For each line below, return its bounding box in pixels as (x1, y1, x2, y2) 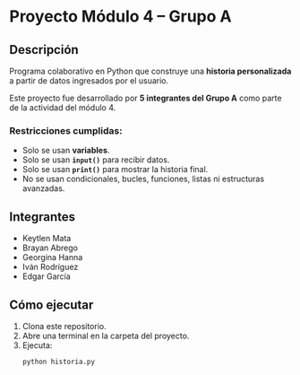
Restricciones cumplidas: (9, 124, 123, 136)
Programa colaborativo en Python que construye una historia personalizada (9, 65, 292, 76)
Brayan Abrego (21, 242, 79, 253)
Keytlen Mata (21, 233, 72, 244)
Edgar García (21, 271, 72, 282)
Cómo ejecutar (9, 297, 94, 312)
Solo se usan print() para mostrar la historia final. (21, 164, 209, 175)
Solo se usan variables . (21, 145, 110, 156)
